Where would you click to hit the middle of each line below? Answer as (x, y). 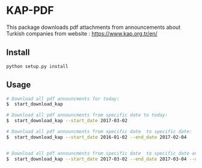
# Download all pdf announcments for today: (63, 99)
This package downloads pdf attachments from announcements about (93, 27)
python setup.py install (37, 66)
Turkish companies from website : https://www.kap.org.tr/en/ (82, 33)
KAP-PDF (30, 11)
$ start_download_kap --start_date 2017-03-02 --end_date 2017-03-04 (96, 159)
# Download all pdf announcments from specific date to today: (87, 115)
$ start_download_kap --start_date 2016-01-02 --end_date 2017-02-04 (96, 137)
